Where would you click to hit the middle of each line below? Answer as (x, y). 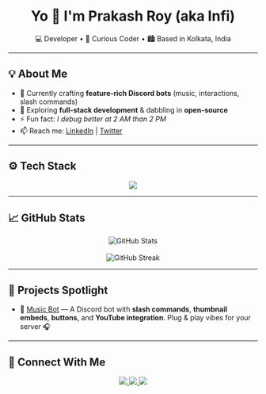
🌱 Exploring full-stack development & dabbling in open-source (123, 109)
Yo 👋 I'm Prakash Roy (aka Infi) (133, 16)
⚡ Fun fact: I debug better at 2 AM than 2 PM (93, 119)
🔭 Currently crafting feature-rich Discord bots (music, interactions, (129, 93)
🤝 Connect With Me (57, 362)
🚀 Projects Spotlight (58, 290)
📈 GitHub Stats (47, 218)
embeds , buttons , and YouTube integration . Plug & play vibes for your (135, 318)
